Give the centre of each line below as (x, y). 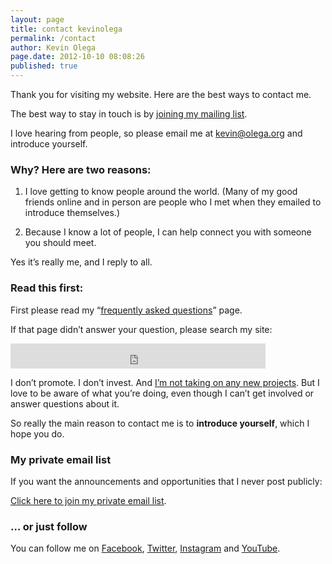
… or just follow (49, 526)
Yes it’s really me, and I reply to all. (81, 262)
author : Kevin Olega (53, 47)
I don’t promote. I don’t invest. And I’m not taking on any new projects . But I (165, 382)
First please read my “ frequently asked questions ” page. (126, 310)
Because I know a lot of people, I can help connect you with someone (168, 232)
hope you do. (37, 433)
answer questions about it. (65, 403)
